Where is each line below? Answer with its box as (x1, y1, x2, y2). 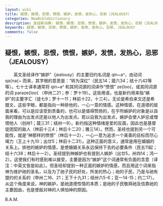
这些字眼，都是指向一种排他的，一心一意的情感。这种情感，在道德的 (17, 102, 154, 108)
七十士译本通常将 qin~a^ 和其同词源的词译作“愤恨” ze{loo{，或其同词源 (15, 83, 157, 90)
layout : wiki (5, 7, 32, 12)
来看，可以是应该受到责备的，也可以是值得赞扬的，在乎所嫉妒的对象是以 (9, 108, 154, 114)
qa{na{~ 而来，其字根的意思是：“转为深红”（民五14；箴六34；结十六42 (5, 78, 148, 83)
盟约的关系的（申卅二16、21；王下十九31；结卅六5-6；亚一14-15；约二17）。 (5, 174, 157, 180)
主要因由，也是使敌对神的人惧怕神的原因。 (5, 187, 90, 192)
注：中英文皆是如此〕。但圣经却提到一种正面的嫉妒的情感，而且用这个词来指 (5, 162, 156, 168)
